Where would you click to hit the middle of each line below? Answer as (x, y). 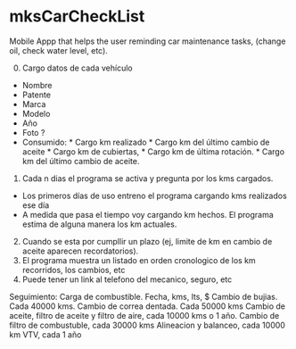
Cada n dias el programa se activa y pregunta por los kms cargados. (148, 178)
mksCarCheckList (77, 17)
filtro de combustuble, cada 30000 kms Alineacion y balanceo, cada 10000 (147, 325)
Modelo (36, 113)
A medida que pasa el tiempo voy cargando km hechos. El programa (148, 214)
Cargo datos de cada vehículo (77, 68)
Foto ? (33, 132)
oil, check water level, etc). (59, 50)
